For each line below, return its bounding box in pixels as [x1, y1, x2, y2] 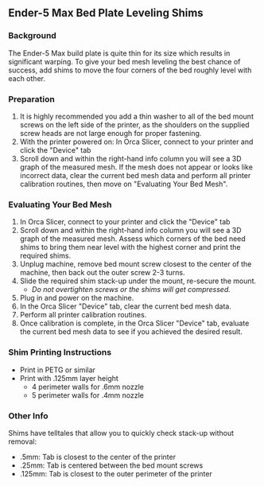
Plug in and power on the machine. [19, 294, 134, 303]
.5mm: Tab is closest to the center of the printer [19, 452, 177, 461]
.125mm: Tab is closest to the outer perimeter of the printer [19, 469, 212, 478]
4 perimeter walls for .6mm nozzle [31, 382, 145, 391]
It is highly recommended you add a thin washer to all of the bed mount [19, 111, 254, 121]
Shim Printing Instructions [8, 347, 112, 358]
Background [8, 30, 57, 41]
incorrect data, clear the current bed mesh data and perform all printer [19, 170, 251, 180]
